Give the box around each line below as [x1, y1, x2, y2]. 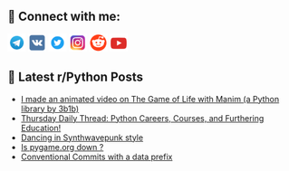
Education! [20, 122, 62, 133]
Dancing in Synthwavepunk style [20, 132, 144, 143]
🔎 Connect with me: [7, 9, 120, 24]
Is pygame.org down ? [20, 141, 104, 152]
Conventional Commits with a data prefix [20, 151, 173, 162]
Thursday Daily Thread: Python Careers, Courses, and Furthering [20, 112, 265, 123]
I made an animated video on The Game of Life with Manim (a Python [20, 93, 280, 104]
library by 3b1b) [20, 103, 80, 114]
